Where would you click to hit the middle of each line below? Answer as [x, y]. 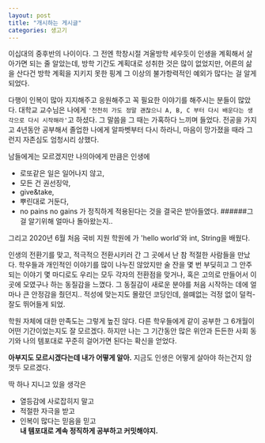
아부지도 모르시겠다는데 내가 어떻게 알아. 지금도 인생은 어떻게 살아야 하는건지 [126, 358]
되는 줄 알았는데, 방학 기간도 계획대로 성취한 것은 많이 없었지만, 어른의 [136, 63]
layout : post [30, 15]
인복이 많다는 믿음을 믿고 [58, 421]
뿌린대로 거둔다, [44, 202]
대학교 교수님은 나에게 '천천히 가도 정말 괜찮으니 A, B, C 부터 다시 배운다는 [131, 110]
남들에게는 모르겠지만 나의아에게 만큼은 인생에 [79, 157]
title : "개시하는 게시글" [45, 23]
